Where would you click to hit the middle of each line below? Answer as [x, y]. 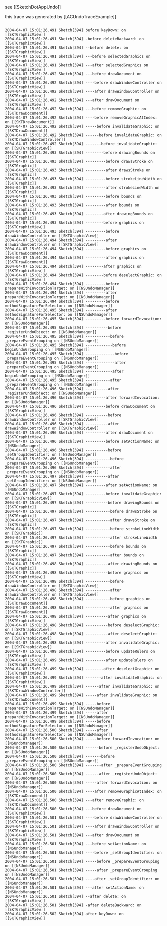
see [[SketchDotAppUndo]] [33, 7]
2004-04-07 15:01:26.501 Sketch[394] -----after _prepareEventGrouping [81, 870]
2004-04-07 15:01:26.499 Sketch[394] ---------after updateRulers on [79, 660]
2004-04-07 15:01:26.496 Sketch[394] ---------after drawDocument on [79, 433]
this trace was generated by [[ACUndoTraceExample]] [61, 17]
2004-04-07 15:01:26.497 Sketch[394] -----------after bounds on [74, 555]
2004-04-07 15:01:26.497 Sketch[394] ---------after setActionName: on [81, 485]
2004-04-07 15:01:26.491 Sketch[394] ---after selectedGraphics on [77, 65]
